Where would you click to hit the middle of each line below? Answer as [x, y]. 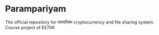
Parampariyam [36, 9]
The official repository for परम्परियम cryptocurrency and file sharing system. [80, 22]
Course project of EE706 [30, 27]
